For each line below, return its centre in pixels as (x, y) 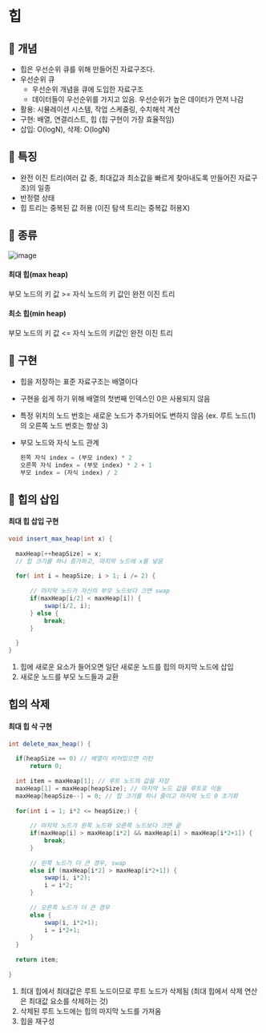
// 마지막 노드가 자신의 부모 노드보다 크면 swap (99, 591)
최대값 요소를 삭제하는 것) (69, 1001)
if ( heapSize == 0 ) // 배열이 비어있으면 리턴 (85, 759)
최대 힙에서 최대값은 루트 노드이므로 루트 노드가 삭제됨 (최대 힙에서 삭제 (131, 991)
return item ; (37, 960)
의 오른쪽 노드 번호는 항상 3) (64, 425)
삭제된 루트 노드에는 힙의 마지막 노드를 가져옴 (91, 1011)
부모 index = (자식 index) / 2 (69, 472)
